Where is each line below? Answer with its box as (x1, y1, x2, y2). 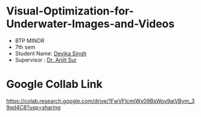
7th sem (14, 43, 36, 51)
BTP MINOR (14, 37, 45, 44)
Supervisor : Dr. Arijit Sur (14, 56, 77, 63)
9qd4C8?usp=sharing (6, 104, 61, 111)
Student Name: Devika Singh (14, 49, 87, 57)
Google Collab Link (6, 77, 103, 91)
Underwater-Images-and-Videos (6, 17, 175, 31)
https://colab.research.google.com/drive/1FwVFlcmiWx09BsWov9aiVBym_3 (6, 97, 195, 104)
